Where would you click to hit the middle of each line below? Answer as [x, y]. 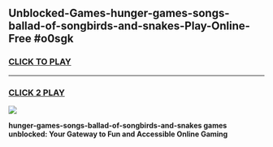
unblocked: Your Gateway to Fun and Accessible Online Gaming [118, 134]
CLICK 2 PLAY [37, 93]
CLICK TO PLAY [40, 62]
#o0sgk [54, 39]
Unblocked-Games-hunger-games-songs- [119, 13]
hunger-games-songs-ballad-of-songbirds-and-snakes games [118, 125]
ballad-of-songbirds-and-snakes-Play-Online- [129, 26]
